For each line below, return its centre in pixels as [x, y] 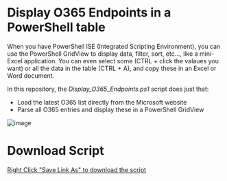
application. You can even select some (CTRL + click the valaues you [121, 61]
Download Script [56, 151]
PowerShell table [57, 27]
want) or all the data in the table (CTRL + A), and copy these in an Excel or [112, 68]
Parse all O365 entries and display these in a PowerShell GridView [110, 109]
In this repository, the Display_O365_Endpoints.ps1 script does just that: [108, 89]
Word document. [31, 75]
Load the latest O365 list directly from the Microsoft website [102, 102]
